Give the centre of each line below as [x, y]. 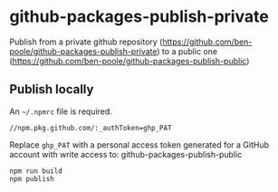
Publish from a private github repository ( [86, 42]
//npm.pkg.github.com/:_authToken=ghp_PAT [91, 128]
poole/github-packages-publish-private [83, 51]
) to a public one [187, 51]
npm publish [32, 178]
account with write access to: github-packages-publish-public [126, 154]
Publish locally [52, 89]
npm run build [36, 171]
